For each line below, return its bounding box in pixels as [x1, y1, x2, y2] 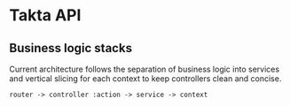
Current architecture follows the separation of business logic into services [9, 64, 280, 74]
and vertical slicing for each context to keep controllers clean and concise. [9, 73, 282, 84]
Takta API [9, 5, 82, 26]
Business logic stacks [9, 41, 133, 56]
